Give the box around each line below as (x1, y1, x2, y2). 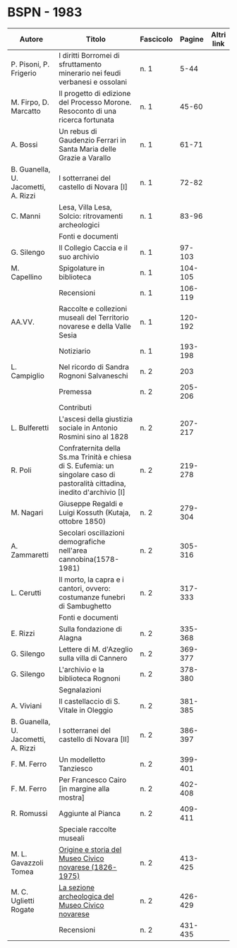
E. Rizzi (11, 628, 35, 638)
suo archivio (59, 251, 99, 261)
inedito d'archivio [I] (59, 487, 126, 497)
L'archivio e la (59, 664, 104, 674)
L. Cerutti (11, 587, 42, 597)
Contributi (59, 402, 92, 412)
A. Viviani (11, 700, 42, 710)
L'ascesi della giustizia (59, 414, 133, 424)
